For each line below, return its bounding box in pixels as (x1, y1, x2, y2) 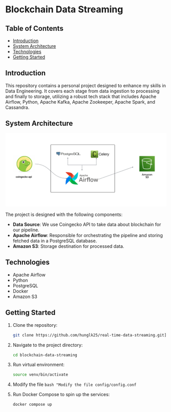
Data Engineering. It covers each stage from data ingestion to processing (5, 88, 160, 94)
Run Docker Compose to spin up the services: (12, 391, 110, 398)
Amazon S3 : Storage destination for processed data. (12, 243, 124, 249)
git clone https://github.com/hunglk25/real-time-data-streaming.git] (12, 332, 167, 338)
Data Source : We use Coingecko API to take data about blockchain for (12, 222, 161, 227)
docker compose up (12, 402, 52, 407)
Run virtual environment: (12, 362, 65, 368)
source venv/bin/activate (12, 372, 68, 378)
